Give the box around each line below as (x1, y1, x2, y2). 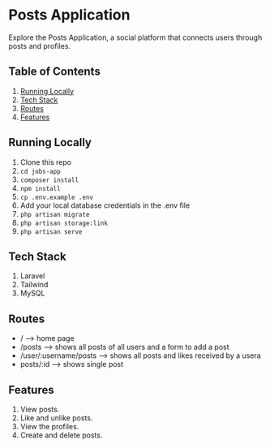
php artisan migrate (19, 210, 90, 218)
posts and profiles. (8, 41, 71, 50)
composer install (19, 176, 79, 184)
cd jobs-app (19, 167, 61, 175)
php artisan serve (19, 227, 83, 236)
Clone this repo (19, 157, 71, 167)
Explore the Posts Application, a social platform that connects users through (8, 32, 263, 42)
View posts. (19, 404, 60, 414)
